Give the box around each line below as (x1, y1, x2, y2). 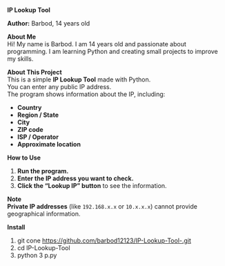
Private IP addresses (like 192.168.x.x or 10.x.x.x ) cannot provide (7, 202, 198, 210)
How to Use (7, 153, 41, 162)
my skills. (7, 55, 34, 63)
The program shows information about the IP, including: (7, 90, 166, 98)
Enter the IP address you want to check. (17, 174, 134, 182)
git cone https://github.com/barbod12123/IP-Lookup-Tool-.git (17, 236, 192, 245)
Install (7, 223, 26, 231)
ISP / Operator (17, 133, 59, 141)
